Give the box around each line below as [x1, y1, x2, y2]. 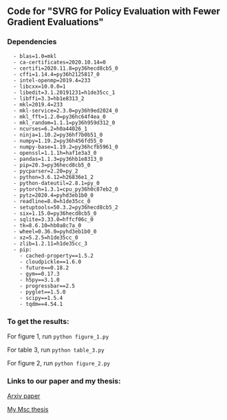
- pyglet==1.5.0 [19, 288, 67, 296]
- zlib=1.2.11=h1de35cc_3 [13, 240, 88, 247]
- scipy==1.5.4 [19, 294, 63, 301]
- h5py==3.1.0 [19, 276, 60, 283]
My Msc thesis [7, 405, 49, 414]
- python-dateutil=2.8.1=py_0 [13, 180, 100, 187]
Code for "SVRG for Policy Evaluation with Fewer [7, 6, 221, 17]
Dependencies [7, 37, 57, 47]
